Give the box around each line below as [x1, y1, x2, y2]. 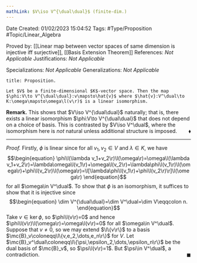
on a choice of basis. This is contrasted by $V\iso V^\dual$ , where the [6, 121, 176, 128]
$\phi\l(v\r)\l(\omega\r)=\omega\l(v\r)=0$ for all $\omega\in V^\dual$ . [6, 220, 175, 227]
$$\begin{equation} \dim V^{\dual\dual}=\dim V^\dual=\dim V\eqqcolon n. [9, 198, 188, 205]
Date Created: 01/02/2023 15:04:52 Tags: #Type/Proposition [6, 25, 152, 32]
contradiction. [6, 251, 40, 258]
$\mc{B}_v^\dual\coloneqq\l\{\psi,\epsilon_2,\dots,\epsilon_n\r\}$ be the [6, 239, 181, 246]
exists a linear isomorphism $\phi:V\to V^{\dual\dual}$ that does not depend [6, 115, 190, 122]
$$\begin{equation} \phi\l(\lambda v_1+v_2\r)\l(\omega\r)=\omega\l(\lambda [7, 155, 190, 162]
